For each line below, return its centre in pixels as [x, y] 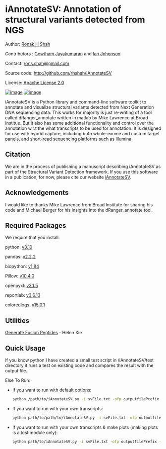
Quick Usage [25, 348]
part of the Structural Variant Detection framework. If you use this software [82, 172]
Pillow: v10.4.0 [20, 276]
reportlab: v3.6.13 [23, 295]
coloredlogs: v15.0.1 [25, 305]
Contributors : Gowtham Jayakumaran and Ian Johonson [63, 54]
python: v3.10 [19, 247]
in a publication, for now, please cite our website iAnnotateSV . [68, 177]
